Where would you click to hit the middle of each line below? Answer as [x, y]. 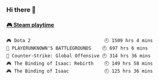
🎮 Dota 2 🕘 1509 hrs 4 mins [79, 41]
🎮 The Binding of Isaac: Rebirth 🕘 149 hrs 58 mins [79, 64]
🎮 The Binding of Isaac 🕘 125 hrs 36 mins [79, 71]
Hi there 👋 [21, 10]
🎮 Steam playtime [30, 24]
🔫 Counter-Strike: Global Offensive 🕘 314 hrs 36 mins [79, 56]
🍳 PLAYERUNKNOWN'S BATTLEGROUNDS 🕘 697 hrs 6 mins [77, 48]
